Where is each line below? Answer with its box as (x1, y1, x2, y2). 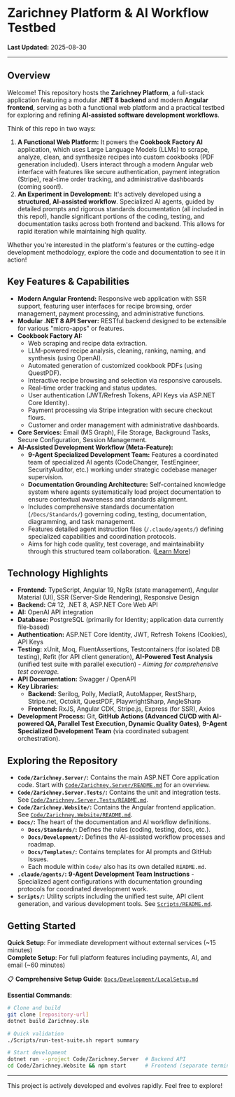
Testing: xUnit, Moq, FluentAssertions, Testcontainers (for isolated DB (17, 645, 220, 653)
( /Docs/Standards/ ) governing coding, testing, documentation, (27, 509, 207, 518)
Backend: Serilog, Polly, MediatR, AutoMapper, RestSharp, (27, 690, 197, 698)
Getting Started (7, 920, 76, 932)
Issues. (27, 855, 49, 863)
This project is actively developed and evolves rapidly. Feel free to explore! (7, 1082, 223, 1089)
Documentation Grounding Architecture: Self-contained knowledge (27, 480, 226, 488)
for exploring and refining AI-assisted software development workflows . (7, 111, 220, 119)
